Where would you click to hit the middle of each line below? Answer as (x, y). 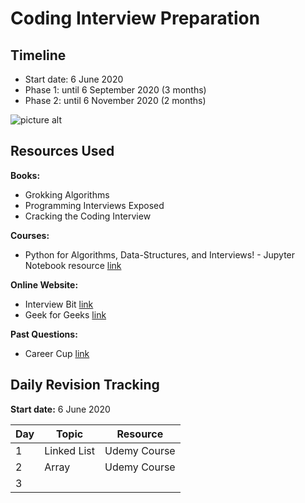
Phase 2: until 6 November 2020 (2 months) (115, 100)
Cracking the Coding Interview (88, 216)
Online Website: (44, 284)
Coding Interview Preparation (135, 18)
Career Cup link (57, 353)
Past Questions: (44, 334)
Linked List (70, 450)
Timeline (38, 55)
